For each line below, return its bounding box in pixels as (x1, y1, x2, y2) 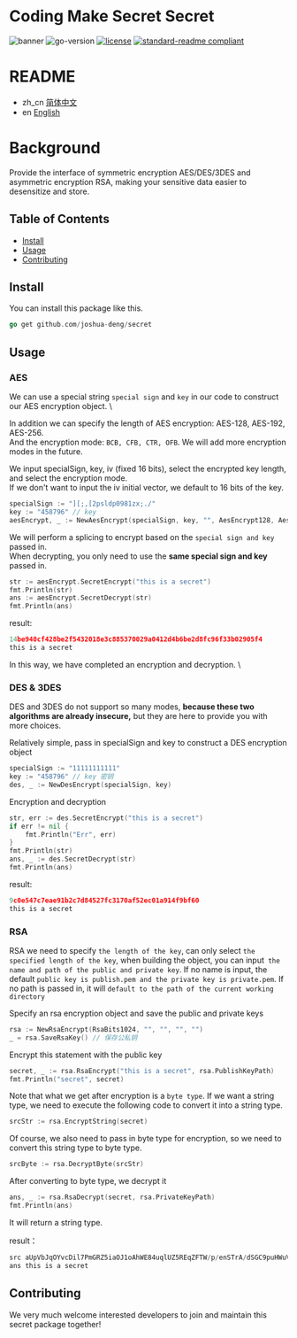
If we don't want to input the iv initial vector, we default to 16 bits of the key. (9, 483, 285, 492)
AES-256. (9, 428, 44, 437)
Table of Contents (9, 212, 110, 227)
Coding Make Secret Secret (9, 6, 215, 27)
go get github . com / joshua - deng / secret (9, 321, 152, 329)
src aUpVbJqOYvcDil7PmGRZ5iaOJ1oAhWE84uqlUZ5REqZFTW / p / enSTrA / (9, 1253, 247, 1262)
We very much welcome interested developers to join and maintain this (9, 1309, 268, 1320)
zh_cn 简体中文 (21, 97, 78, 107)
